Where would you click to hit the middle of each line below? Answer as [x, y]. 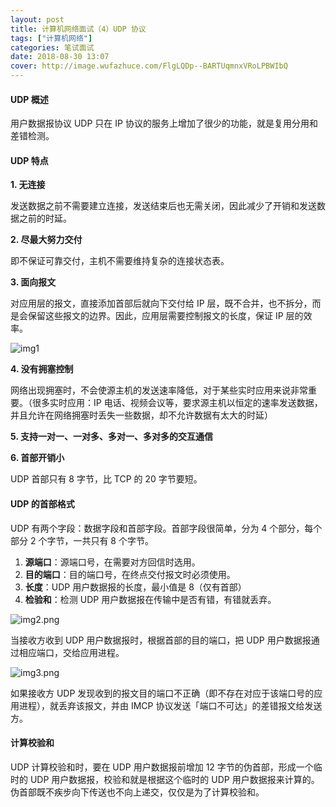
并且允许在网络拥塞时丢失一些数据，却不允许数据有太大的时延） [141, 415]
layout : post [37, 19]
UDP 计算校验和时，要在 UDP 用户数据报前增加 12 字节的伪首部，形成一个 [162, 767]
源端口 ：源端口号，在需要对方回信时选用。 [112, 562]
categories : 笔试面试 [52, 47]
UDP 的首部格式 [42, 504]
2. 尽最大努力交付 [46, 240]
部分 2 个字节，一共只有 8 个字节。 [82, 540]
